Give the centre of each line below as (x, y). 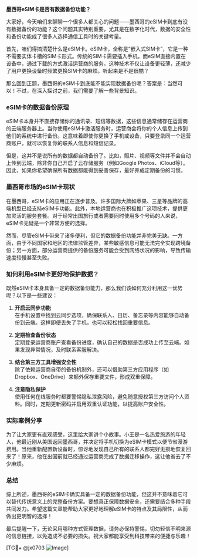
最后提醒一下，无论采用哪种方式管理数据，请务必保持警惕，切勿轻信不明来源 (98, 529)
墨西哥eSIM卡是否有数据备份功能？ (48, 9)
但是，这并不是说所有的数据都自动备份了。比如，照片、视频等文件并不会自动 (98, 156)
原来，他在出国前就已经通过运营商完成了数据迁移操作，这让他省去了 (103, 457)
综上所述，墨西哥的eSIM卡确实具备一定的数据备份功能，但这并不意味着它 (94, 494)
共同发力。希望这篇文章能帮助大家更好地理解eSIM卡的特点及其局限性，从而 (97, 509)
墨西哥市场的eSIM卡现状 (40, 187)
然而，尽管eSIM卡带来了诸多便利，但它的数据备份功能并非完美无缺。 (89, 235)
